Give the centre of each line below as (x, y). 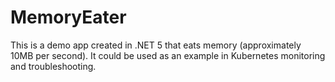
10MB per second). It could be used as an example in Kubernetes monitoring (168, 55)
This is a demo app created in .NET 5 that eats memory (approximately (156, 45)
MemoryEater (68, 17)
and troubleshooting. (53, 66)
